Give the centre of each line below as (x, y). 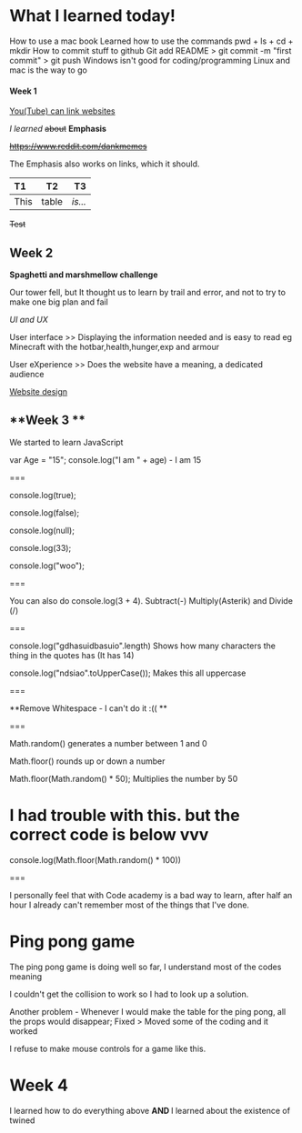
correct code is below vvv (109, 834)
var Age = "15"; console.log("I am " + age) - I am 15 (106, 459)
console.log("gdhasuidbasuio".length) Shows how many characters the (142, 646)
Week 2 (31, 252)
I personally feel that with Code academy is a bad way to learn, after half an (151, 895)
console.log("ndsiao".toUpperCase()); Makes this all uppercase (128, 673)
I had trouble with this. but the (125, 815)
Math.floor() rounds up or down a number (87, 761)
